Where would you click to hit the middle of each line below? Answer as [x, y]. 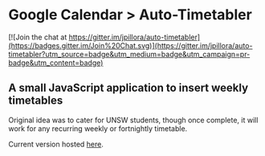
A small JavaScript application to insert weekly [128, 88]
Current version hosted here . [56, 144]
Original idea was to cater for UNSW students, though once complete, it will [133, 120]
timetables [36, 101]
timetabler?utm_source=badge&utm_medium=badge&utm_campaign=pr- [129, 54]
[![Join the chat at [38, 37]
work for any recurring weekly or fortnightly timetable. [98, 128]
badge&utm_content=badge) [56, 63]
